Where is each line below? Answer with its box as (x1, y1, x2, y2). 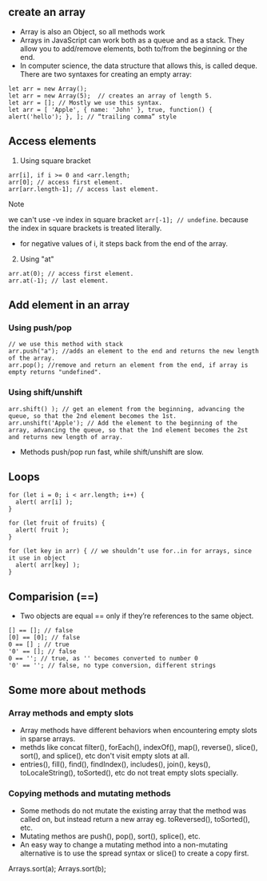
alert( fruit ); (15, 526, 70, 534)
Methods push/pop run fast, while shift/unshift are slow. (19, 447, 204, 456)
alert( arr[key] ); (15, 561, 81, 569)
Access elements (8, 134, 97, 148)
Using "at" (19, 254, 54, 264)
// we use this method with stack (8, 341, 124, 349)
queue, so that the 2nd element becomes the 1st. (8, 412, 177, 420)
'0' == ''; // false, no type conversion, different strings (8, 662, 217, 670)
